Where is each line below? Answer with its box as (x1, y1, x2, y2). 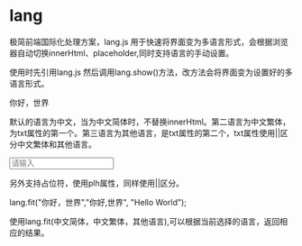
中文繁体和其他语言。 (16, 139, 96, 150)
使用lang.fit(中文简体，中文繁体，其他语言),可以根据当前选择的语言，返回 (9, 215, 280, 226)
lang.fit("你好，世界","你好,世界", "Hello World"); (9, 196, 188, 207)
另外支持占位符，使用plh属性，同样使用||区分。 (9, 178, 185, 188)
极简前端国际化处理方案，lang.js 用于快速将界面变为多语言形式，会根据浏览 (9, 36, 288, 47)
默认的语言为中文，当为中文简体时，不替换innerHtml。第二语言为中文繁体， (9, 116, 291, 127)
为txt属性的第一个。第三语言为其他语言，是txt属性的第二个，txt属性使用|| (9, 127, 281, 138)
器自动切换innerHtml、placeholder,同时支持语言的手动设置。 (9, 47, 234, 59)
